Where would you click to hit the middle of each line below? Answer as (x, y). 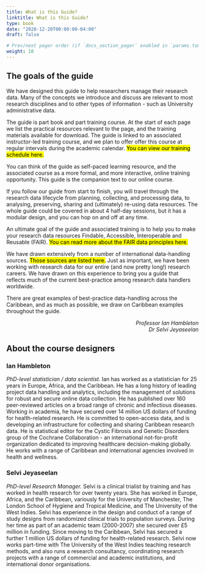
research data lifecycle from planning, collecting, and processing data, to (98, 198)
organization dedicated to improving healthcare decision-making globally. (99, 444)
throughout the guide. (34, 311)
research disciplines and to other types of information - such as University (100, 104)
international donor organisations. (49, 564)
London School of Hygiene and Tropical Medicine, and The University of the (102, 506)
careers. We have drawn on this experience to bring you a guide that (92, 273)
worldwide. (20, 286)
